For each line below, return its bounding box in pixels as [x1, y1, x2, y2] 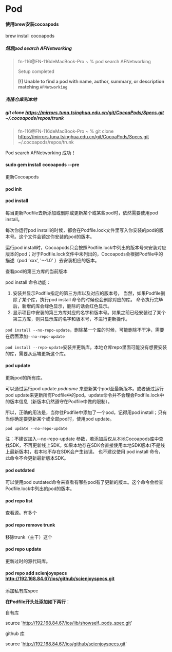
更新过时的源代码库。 [5, 558, 50, 564]
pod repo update [5, 546, 42, 552]
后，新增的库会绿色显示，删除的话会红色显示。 [12, 303, 112, 309]
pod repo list [5, 497, 33, 504]
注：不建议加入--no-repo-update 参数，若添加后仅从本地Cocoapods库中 [5, 436, 159, 442]
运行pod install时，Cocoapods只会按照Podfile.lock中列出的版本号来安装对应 [5, 244, 167, 250]
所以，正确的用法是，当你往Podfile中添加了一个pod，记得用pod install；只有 [5, 409, 167, 415]
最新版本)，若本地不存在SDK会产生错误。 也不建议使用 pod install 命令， [9, 448, 163, 455]
